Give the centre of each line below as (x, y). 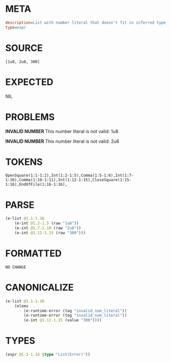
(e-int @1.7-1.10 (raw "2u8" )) (48, 228)
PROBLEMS (30, 117)
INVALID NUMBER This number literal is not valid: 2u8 (62, 141)
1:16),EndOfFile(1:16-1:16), (36, 185)
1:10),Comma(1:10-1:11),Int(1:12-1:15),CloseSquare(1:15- (68, 180)
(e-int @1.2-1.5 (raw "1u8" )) (47, 223)
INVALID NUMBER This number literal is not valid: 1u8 (62, 131)
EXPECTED (29, 82)
